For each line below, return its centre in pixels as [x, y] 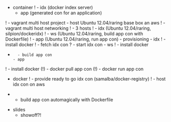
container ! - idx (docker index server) [53, 7]
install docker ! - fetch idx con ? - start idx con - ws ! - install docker [77, 45]
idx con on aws [29, 84]
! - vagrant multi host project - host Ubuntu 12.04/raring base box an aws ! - [85, 23]
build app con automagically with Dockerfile [67, 100]
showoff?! [31, 115]
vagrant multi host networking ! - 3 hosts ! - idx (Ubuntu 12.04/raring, [78, 28]
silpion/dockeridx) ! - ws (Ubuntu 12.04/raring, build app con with [74, 34]
